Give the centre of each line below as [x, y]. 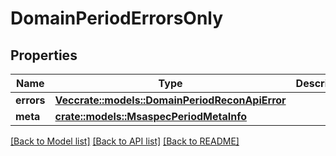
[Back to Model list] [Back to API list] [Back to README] [125, 141]
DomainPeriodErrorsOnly [117, 18]
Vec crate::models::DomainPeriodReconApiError [170, 100]
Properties [44, 55]
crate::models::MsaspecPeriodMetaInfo [151, 116]
